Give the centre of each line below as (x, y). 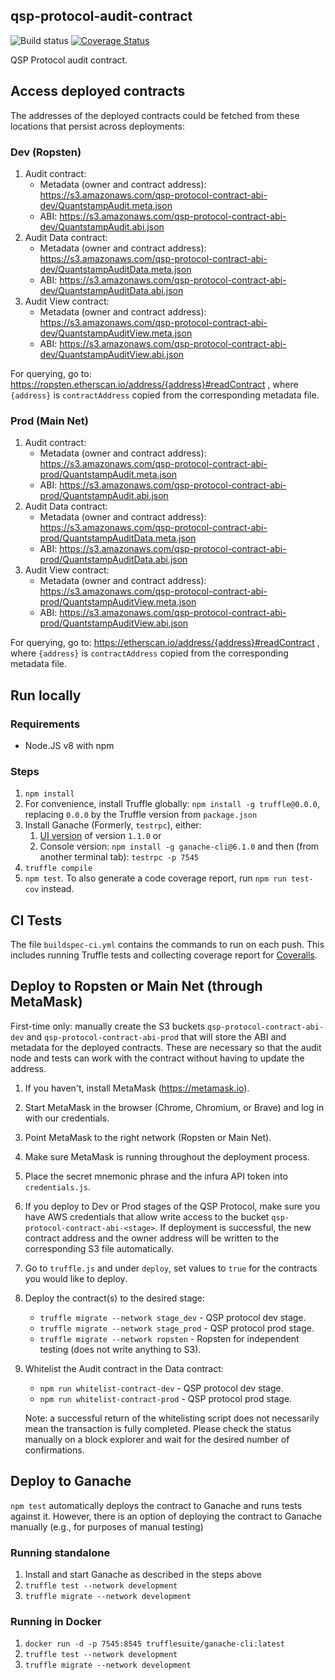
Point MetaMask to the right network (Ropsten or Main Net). (148, 1137)
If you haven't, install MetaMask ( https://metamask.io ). (137, 1088)
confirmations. (54, 1450)
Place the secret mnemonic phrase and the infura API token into (156, 1176)
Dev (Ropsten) (46, 152)
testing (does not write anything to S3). (120, 1349)
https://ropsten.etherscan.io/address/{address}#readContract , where (154, 384)
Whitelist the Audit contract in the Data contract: (124, 1368)
